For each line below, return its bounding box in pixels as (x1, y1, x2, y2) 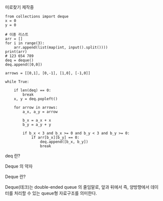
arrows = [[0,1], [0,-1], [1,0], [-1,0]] (5, 71, 91, 75)
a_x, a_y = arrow (22, 109, 58, 114)
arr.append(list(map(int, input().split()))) (14, 45, 108, 50)
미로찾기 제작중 (5, 4, 34, 10)
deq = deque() (5, 58, 34, 63)
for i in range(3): (5, 41, 45, 46)
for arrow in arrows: (14, 105, 58, 110)
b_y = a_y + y (22, 122, 51, 127)
